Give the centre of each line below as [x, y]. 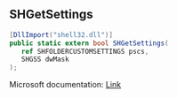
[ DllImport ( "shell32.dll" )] [61, 34]
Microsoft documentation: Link [65, 85]
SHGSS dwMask [45, 60]
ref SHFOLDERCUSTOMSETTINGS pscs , [85, 51]
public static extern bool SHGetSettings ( [89, 43]
